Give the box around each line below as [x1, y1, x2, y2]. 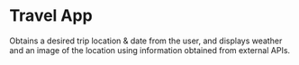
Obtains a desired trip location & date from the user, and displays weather [9, 35, 283, 46]
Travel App [9, 5, 93, 26]
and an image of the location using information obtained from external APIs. [9, 44, 291, 55]
